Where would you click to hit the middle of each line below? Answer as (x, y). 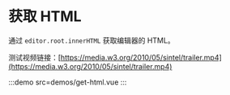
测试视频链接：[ (35, 57)
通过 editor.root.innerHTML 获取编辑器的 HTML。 (92, 40)
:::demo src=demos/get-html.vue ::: (68, 82)
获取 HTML (45, 17)
